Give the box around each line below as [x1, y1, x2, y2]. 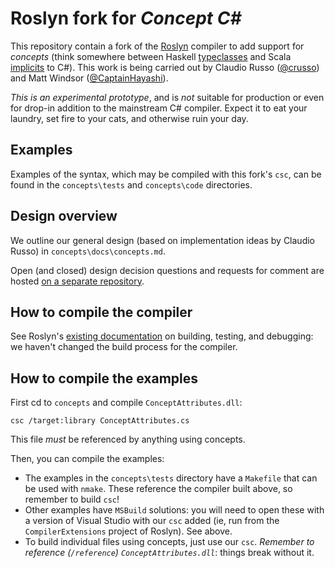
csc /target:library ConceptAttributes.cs [10, 416, 190, 426]
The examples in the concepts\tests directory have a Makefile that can [24, 472, 318, 484]
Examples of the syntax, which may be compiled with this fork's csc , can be [10, 168, 322, 180]
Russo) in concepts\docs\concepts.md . [10, 245, 166, 257]
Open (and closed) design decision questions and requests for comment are [10, 264, 325, 276]
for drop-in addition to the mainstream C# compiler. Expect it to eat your [10, 102, 308, 114]
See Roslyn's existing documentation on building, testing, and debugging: [10, 330, 314, 342]
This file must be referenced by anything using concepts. [10, 433, 246, 446]
